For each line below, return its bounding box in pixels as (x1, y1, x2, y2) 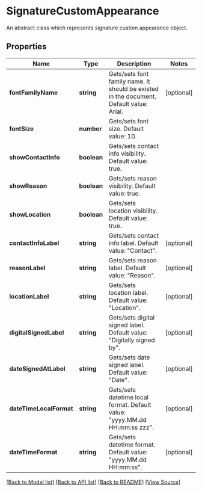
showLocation (9, 210, 51, 218)
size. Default (108, 125, 144, 133)
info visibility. (108, 149, 146, 158)
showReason (9, 182, 47, 190)
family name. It (108, 77, 150, 85)
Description (117, 59, 151, 67)
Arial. (108, 107, 123, 116)
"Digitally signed (108, 336, 155, 344)
